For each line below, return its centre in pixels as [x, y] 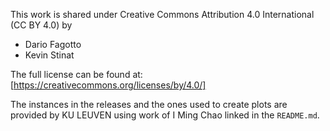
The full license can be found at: [76, 74]
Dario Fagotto [53, 44]
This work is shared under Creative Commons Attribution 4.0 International [162, 14]
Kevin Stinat [49, 55]
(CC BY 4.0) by [41, 25]
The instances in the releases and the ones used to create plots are [149, 104]
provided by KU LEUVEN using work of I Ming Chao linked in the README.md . [165, 115]
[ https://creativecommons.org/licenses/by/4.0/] [108, 85]
